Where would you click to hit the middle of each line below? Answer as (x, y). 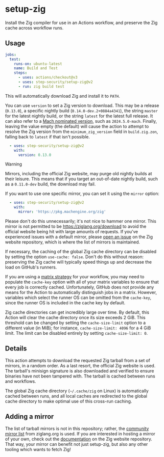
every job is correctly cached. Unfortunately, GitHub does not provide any (80, 287)
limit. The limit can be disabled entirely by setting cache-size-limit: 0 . (77, 333)
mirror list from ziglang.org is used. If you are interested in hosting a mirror (80, 433)
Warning (13, 164)
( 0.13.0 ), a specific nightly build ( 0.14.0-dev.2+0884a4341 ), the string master (82, 110)
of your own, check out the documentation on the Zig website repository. (79, 439)
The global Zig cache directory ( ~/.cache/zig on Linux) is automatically (77, 391)
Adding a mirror (29, 417)
